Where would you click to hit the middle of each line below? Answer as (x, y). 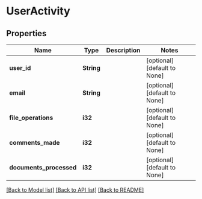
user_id (20, 68)
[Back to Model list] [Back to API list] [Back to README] (75, 190)
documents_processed (43, 167)
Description (123, 50)
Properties (26, 33)
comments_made (35, 143)
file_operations (31, 118)
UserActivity (38, 11)
